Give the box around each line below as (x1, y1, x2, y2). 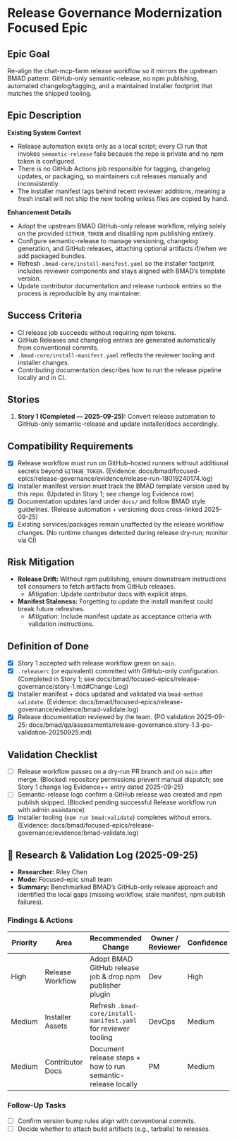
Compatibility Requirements (7, 440, 134, 452)
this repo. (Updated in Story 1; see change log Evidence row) (17, 490, 195, 498)
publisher (89, 981, 121, 991)
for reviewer (89, 1024, 130, 1034)
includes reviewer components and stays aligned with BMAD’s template (17, 266, 226, 275)
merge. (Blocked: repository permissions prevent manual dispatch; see (17, 776, 224, 784)
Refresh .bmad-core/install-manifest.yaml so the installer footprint (17, 259, 214, 267)
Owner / (150, 933, 178, 943)
